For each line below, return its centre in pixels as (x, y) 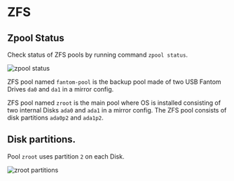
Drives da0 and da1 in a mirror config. (61, 89)
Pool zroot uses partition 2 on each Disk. (66, 156)
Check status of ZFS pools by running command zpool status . (97, 55)
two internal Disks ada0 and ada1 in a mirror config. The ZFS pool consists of (117, 110)
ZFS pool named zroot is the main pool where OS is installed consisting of (114, 103)
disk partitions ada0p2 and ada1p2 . (55, 117)
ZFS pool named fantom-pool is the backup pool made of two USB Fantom (115, 82)
